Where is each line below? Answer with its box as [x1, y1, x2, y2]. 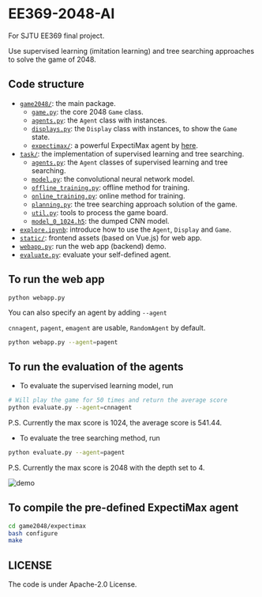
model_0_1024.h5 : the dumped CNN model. [31, 216, 170, 225]
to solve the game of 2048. [8, 55, 96, 64]
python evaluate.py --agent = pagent [8, 448, 125, 456]
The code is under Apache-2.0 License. [8, 580, 137, 589]
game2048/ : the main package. [19, 98, 116, 108]
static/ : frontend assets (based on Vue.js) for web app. [19, 232, 203, 242]
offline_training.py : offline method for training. [31, 183, 190, 192]
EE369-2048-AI [8, 5, 115, 23]
